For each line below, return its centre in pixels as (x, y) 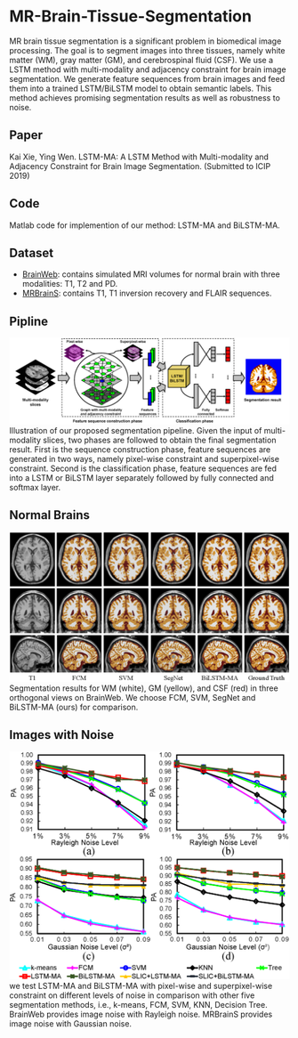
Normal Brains (50, 515)
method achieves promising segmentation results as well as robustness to (145, 97)
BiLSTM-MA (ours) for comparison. (74, 707)
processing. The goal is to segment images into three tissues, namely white (148, 50)
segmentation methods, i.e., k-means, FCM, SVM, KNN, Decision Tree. (139, 1004)
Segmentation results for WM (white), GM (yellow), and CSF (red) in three (144, 688)
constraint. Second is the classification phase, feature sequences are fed (143, 468)
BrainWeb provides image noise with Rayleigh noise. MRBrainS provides (141, 1014)
